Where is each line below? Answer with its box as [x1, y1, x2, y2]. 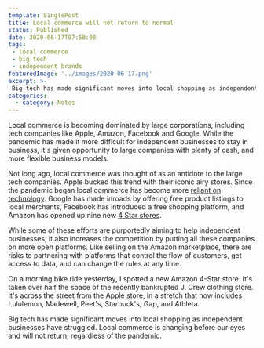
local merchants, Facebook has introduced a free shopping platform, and [8, 202, 244, 212]
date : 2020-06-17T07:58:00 [8, 33, 97, 42]
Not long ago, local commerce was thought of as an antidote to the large [8, 169, 243, 179]
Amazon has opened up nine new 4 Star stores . [8, 211, 163, 220]
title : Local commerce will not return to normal [8, 19, 174, 27]
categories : [8, 92, 47, 100]
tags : [8, 41, 26, 49]
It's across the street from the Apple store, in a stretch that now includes [8, 291, 243, 300]
